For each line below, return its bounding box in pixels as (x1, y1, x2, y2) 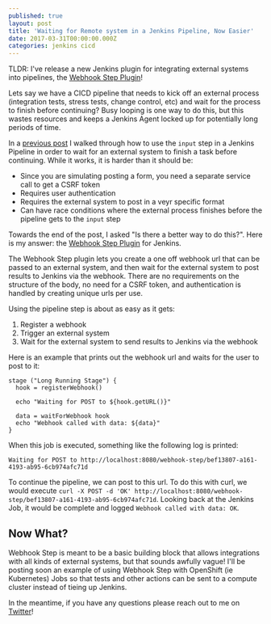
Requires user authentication (19, 188, 116, 198)
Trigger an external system (19, 328, 110, 338)
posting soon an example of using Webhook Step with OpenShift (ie (8, 565, 234, 575)
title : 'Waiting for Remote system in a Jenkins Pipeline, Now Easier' (8, 27, 254, 35)
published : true (8, 11, 63, 20)
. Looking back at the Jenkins (156, 495, 254, 504)
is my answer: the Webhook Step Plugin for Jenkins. (8, 238, 181, 248)
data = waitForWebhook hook (15, 412, 110, 420)
